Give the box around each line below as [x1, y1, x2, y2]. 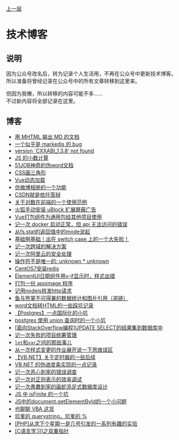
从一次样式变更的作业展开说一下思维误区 [14, 346, 113, 353]
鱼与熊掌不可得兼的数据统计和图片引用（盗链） [14, 294, 128, 301]
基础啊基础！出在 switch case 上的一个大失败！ [14, 235, 130, 242]
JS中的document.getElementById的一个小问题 [14, 397, 127, 405]
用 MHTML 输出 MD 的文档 [14, 133, 79, 140]
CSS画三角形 [14, 169, 46, 176]
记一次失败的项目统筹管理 [14, 331, 77, 338]
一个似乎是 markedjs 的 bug [14, 141, 82, 148]
